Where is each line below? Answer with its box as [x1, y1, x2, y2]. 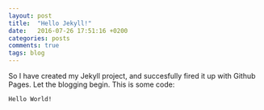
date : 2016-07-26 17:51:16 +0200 [8, 26, 128, 35]
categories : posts [8, 34, 70, 43]
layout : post [8, 11, 52, 20]
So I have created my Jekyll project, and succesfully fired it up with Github [8, 71, 256, 80]
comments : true [8, 42, 60, 50]
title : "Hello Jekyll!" [8, 19, 92, 27]
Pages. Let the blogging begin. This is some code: [8, 79, 175, 89]
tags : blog [8, 49, 45, 57]
